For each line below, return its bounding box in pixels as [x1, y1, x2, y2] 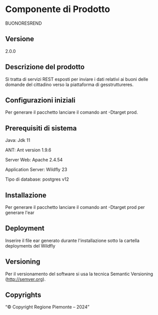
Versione [5, 35, 34, 43]
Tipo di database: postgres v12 [5, 176, 69, 182]
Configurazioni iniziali [5, 96, 75, 104]
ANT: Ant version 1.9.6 [5, 147, 51, 153]
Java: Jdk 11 [5, 137, 30, 143]
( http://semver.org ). [5, 276, 46, 282]
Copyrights [5, 291, 41, 299]
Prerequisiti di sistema [5, 124, 77, 132]
